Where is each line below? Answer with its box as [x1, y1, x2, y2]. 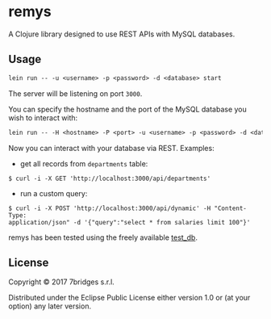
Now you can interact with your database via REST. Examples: [8, 143, 215, 153]
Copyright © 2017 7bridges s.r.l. [8, 277, 115, 287]
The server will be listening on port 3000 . [8, 88, 143, 99]
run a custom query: [19, 188, 88, 198]
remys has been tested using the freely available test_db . [8, 233, 198, 242]
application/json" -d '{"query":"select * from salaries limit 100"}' [8, 218, 251, 226]
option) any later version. [8, 301, 91, 311]
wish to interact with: [8, 112, 78, 123]
